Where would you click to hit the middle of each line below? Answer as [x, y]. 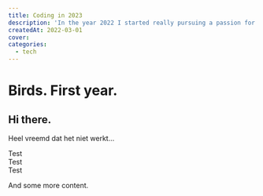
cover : [19, 37]
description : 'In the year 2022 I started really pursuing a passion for [132, 23]
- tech [26, 52]
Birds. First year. [63, 91]
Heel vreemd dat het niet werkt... [61, 138]
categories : [28, 45]
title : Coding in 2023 [45, 15]
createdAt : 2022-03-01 [45, 30]
